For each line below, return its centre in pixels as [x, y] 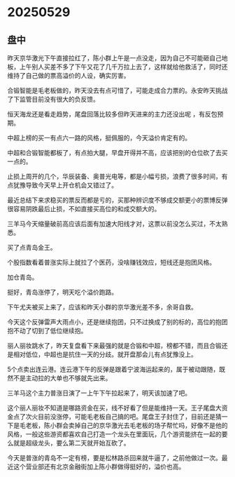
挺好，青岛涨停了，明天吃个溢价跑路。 [62, 292]
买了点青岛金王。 [32, 247]
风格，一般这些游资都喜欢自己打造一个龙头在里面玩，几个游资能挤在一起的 [114, 434]
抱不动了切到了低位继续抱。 [47, 331]
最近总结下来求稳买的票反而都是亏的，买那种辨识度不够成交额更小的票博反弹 [117, 200]
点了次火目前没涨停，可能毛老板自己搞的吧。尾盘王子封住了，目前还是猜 [117, 417]
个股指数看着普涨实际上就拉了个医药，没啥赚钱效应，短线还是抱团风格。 [111, 262]
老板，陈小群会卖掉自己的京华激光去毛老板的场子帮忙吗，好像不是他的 [127, 425]
